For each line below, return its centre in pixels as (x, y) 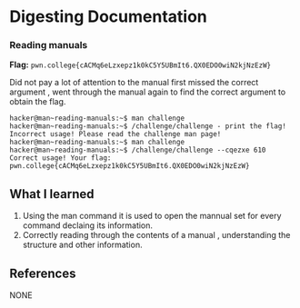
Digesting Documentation (108, 17)
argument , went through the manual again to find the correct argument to (148, 92)
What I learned (52, 194)
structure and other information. (82, 245)
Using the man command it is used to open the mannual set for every (152, 216)
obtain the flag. (38, 102)
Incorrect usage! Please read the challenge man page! (115, 134)
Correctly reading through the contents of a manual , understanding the (156, 235)
